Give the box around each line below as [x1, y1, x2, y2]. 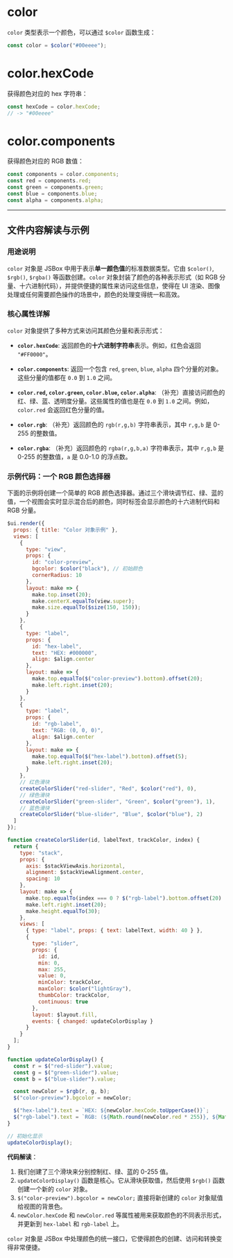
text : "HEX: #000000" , [32, 649, 98, 656]
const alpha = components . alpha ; [7, 196, 104, 204]
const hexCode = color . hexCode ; [7, 103, 101, 110]
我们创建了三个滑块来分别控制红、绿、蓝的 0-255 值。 [17, 1167, 172, 1176]
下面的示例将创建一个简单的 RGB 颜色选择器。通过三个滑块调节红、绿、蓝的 [7, 488, 224, 497]
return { [13, 843, 39, 850]
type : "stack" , [19, 850, 64, 857]
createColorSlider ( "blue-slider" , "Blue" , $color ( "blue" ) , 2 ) [19, 811, 203, 818]
